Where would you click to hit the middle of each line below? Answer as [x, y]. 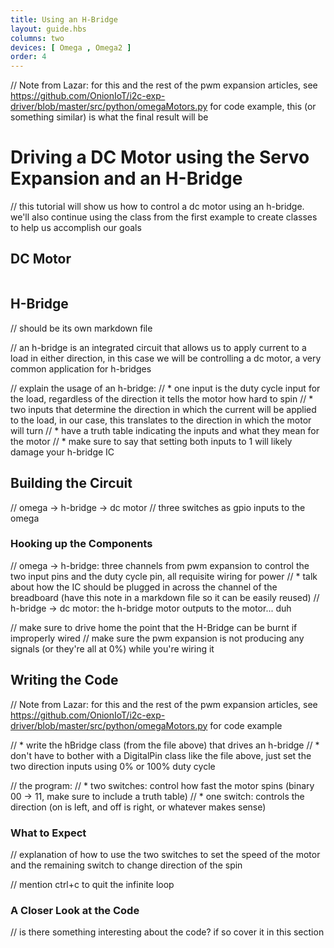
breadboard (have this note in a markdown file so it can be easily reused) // [165, 597]
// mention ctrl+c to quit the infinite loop [92, 884]
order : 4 [28, 57]
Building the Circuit [71, 483]
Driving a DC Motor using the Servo [160, 157]
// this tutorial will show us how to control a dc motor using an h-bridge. [157, 207]
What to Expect [48, 833]
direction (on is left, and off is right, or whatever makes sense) [138, 807]
